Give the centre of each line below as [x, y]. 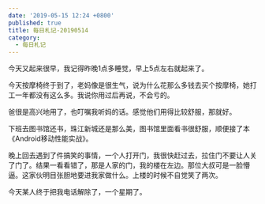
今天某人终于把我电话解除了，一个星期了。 [77, 192]
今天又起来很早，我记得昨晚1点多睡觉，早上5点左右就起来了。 [108, 69]
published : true [35, 23]
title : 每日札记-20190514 [49, 30]
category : [24, 38]
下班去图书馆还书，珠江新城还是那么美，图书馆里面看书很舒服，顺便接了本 [129, 129]
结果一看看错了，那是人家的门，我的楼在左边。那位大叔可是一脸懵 [142, 165]
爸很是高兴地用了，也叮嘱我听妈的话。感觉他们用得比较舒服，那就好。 [122, 112]
